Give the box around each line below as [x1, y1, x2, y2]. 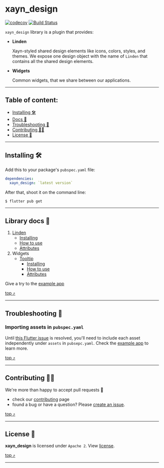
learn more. [5, 345, 28, 351]
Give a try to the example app [5, 281, 64, 287]
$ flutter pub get [5, 199, 42, 204]
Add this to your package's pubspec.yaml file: [5, 167, 95, 172]
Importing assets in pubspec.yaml [5, 324, 84, 331]
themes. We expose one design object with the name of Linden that [12, 53, 148, 59]
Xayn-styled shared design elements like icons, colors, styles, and [12, 48, 145, 54]
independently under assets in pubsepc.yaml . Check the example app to [5, 340, 149, 346]
